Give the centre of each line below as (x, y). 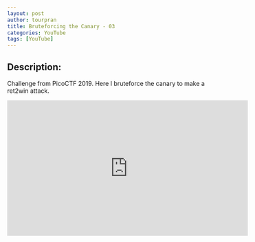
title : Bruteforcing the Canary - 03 (61, 26)
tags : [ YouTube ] (30, 39)
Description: (34, 67)
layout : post (26, 13)
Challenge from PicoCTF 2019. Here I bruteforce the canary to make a (106, 83)
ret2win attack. (29, 91)
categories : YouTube (37, 33)
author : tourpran (32, 20)
